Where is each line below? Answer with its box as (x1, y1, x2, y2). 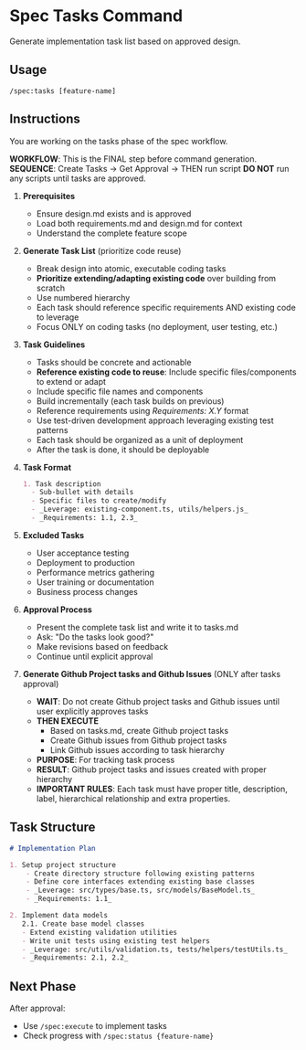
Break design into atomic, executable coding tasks (36, 262, 227, 274)
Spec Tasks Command (9, 5, 184, 27)
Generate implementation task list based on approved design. (9, 36, 241, 47)
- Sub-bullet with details (31, 488, 134, 497)
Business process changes (36, 586, 139, 597)
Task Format (22, 461, 71, 472)
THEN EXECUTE (36, 715, 99, 727)
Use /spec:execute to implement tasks (22, 1021, 167, 1032)
